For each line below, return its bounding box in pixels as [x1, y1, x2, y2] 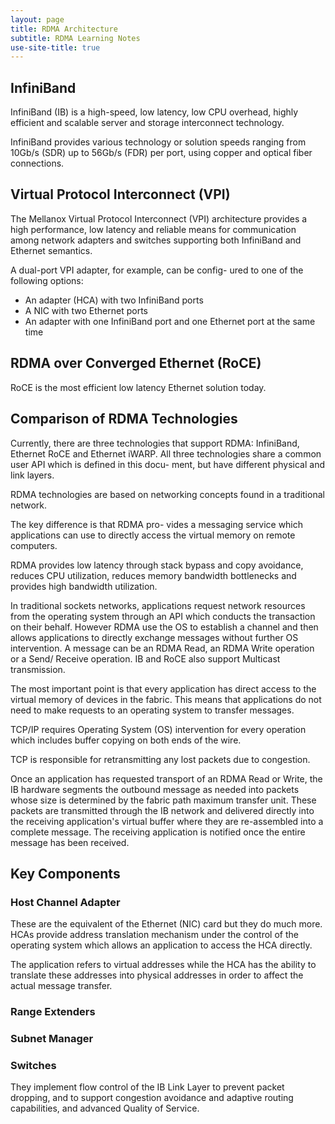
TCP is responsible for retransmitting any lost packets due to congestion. [10, 753, 311, 765]
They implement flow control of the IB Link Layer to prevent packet [10, 1081, 285, 1093]
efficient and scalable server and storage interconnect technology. [10, 117, 285, 129]
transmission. [10, 663, 66, 675]
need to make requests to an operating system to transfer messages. [10, 704, 295, 716]
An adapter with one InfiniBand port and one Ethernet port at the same [24, 315, 316, 327]
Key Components [10, 865, 121, 882]
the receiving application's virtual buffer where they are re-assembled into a [10, 815, 324, 827]
